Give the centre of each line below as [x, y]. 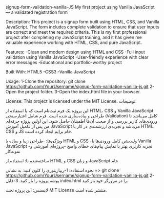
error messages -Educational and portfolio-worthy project [64, 62]
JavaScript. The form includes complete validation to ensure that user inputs [82, 27]
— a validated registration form [37, 12]
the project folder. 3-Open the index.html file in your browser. [79, 92]
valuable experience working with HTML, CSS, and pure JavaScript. [74, 43]
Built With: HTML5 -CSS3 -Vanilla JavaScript [51, 72]
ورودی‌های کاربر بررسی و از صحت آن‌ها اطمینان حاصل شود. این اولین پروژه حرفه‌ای [82, 121]
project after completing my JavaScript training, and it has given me [74, 37]
